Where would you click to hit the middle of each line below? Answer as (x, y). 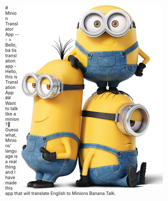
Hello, (11, 71)
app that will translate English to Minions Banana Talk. (60, 193)
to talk (12, 108)
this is (11, 77)
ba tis (11, 50)
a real (11, 161)
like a (11, 114)
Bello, (11, 45)
